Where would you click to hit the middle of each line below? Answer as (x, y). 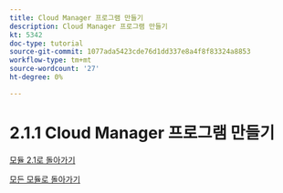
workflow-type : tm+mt (51, 60)
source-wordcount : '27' (55, 69)
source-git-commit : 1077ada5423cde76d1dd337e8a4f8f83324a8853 (130, 52)
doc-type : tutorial (47, 43)
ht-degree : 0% (37, 77)
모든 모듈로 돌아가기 (45, 179)
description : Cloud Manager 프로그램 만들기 (89, 26)
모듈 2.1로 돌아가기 (42, 159)
